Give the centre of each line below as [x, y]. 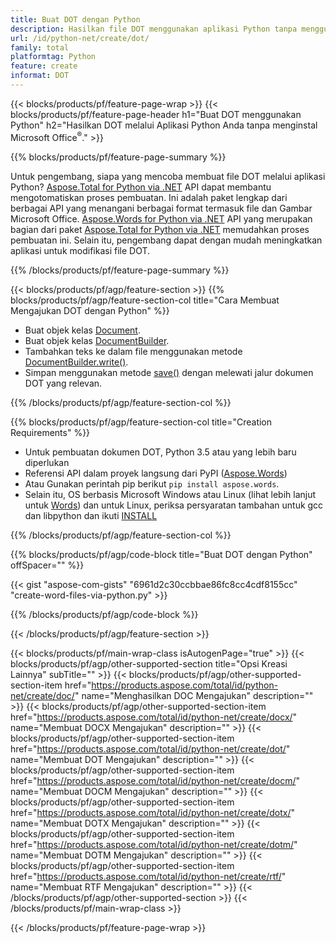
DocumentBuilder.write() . [76, 362]
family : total [40, 47]
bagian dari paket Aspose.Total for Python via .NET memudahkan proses [160, 229]
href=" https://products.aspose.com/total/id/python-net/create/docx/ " [154, 717]
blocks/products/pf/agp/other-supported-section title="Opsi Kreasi [149, 663]
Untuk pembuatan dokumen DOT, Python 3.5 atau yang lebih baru [160, 452]
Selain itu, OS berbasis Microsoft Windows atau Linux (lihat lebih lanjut [170, 494]
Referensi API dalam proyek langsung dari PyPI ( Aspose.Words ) [156, 473]
